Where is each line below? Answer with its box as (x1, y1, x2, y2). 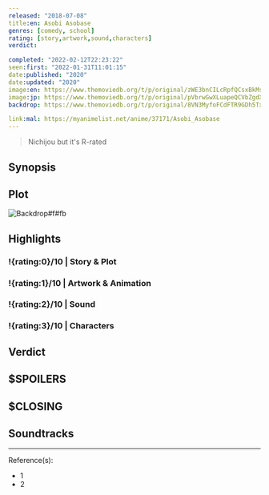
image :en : (8, 86, 42, 94)
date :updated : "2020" (8, 78, 81, 87)
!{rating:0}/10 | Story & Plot (8, 256, 117, 267)
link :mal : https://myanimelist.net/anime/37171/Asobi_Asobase (8, 115, 220, 123)
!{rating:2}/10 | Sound (8, 299, 96, 310)
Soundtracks (8, 426, 74, 441)
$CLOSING (8, 400, 63, 413)
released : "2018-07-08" (8, 11, 88, 20)
